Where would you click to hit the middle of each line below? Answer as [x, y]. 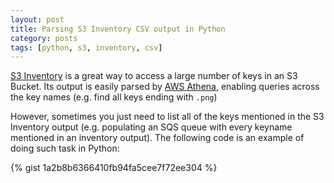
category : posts [44, 38]
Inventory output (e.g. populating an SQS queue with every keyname [151, 127]
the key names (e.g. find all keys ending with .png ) [114, 97]
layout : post [37, 19]
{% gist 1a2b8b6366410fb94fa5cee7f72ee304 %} [114, 168]
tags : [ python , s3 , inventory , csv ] [86, 47]
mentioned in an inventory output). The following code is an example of [157, 138]
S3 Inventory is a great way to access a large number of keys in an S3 [154, 76]
